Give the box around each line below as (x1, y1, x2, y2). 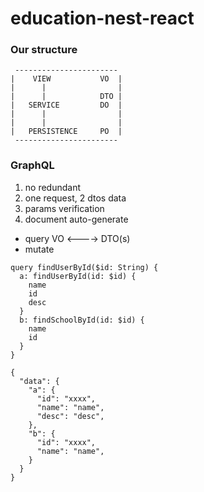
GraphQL (10, 158, 55, 172)
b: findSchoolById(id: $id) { (19, 315, 145, 325)
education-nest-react (10, 7, 195, 30)
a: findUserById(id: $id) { (19, 271, 137, 281)
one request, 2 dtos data (24, 192, 127, 204)
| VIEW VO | (10, 74, 123, 84)
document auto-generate (24, 213, 129, 225)
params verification (24, 202, 105, 214)
